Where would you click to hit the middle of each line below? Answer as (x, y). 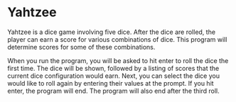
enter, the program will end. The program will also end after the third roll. (114, 91)
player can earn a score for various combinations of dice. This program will (117, 39)
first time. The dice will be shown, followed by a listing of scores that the (113, 68)
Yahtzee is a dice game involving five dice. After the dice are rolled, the (111, 32)
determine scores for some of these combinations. (81, 47)
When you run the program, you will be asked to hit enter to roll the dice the (118, 60)
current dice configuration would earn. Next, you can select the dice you (114, 76)
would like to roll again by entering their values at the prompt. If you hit (111, 83)
